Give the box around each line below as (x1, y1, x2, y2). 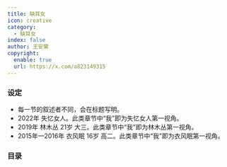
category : (7, 23, 37, 30)
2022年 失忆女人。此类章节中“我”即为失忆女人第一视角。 (17, 114, 183, 122)
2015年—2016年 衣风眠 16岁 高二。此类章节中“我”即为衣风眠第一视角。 (17, 132, 224, 140)
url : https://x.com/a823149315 (13, 63, 106, 70)
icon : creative (7, 17, 52, 24)
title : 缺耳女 (7, 10, 46, 18)
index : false (7, 37, 46, 44)
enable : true (13, 57, 52, 64)
